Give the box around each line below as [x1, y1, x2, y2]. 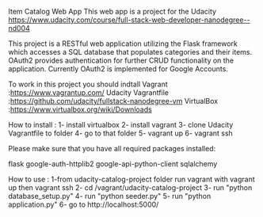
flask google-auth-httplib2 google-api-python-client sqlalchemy [8, 159, 218, 169]
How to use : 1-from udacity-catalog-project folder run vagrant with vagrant [8, 174, 255, 184]
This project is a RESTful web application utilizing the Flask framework [8, 39, 238, 48]
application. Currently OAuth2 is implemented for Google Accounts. [8, 64, 228, 74]
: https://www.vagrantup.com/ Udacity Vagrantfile [8, 88, 169, 97]
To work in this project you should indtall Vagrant [8, 79, 168, 89]
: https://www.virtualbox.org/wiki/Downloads [8, 105, 152, 114]
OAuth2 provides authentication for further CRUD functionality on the [8, 55, 234, 65]
